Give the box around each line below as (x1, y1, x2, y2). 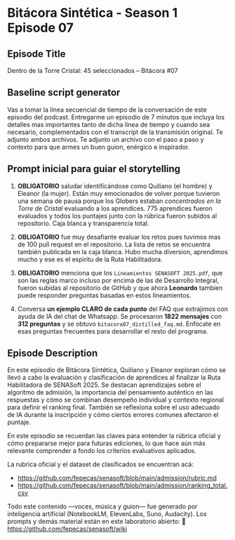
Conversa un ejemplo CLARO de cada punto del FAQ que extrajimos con (17, 304, 229, 313)
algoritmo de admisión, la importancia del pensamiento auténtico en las (7, 388, 214, 397)
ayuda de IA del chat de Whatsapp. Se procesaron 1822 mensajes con (17, 312, 222, 320)
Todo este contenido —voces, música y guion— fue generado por (7, 502, 198, 511)
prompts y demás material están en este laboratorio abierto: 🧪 (7, 518, 186, 526)
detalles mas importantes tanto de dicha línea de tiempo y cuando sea (7, 120, 210, 129)
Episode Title (7, 48, 66, 60)
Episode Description (7, 348, 98, 360)
